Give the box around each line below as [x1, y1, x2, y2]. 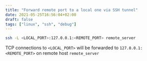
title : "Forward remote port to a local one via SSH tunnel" [5, 7, 138, 13]
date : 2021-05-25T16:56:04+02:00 [5, 12, 77, 17]
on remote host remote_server [36, 50, 100, 56]
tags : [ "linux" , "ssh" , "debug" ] [5, 21, 77, 27]
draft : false [5, 17, 33, 22]
